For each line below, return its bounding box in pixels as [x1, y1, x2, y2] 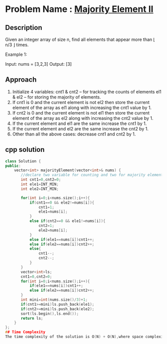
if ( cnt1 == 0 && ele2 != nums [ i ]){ [29, 200, 94, 205]
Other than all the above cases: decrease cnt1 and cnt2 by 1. [12, 131, 136, 137]
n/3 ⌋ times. [5, 42, 29, 48]
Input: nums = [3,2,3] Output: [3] [5, 61, 72, 67]
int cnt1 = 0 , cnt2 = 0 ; [20, 177, 61, 182]
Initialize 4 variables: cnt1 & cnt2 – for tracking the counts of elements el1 [12, 89, 162, 95]
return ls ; [20, 316, 43, 321]
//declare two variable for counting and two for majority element [20, 173, 164, 178]
